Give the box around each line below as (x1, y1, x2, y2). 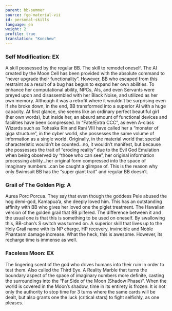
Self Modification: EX (5, 53, 60, 60)
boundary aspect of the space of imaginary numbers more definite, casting (5, 272, 164, 278)
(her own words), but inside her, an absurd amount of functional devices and (5, 114, 167, 120)
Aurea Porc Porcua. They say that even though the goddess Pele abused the (5, 193, 167, 199)
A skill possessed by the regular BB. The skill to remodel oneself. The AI (5, 65, 158, 71)
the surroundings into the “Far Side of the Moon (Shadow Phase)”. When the (5, 278, 167, 284)
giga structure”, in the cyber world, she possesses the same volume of (5, 131, 155, 137)
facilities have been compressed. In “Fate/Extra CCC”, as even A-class (5, 119, 154, 126)
